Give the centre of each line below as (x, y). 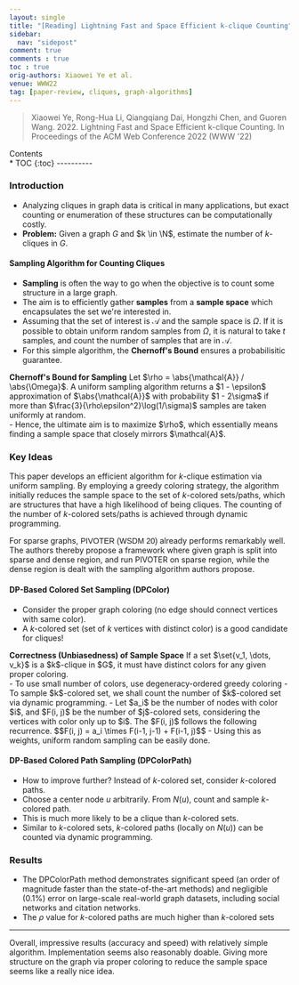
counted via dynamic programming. (87, 836)
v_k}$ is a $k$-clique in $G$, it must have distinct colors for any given (138, 665)
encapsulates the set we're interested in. (97, 311)
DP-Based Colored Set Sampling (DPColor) (90, 589)
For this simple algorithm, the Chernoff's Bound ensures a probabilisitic (154, 351)
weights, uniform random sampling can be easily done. (110, 740)
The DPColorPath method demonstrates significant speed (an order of (151, 879)
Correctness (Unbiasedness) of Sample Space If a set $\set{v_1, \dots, (140, 655)
